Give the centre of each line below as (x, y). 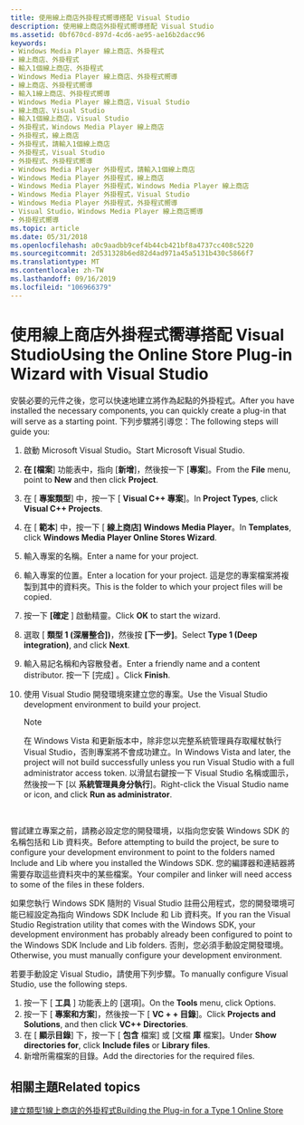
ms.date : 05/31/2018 (49, 236)
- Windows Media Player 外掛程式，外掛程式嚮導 (94, 203)
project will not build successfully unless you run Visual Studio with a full (159, 762)
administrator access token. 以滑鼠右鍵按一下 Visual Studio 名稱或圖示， (158, 773)
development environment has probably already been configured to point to (152, 934)
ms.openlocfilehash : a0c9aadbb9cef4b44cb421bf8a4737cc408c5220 (132, 245)
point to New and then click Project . (91, 479)
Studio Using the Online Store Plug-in (152, 355)
